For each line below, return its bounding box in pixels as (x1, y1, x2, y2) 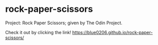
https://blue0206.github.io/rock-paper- (72, 29, 153, 35)
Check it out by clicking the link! (5, 29, 71, 35)
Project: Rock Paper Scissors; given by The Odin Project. (5, 20, 123, 26)
